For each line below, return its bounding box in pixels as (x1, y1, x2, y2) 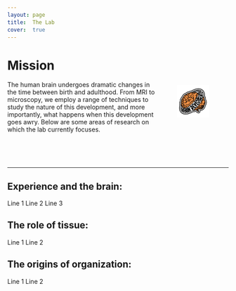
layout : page (7, 11, 46, 18)
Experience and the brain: (7, 180, 123, 193)
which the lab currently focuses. (7, 125, 100, 134)
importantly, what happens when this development (7, 110, 154, 119)
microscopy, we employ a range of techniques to (7, 96, 149, 104)
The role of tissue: (7, 219, 89, 231)
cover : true (7, 26, 46, 33)
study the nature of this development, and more (7, 103, 145, 112)
